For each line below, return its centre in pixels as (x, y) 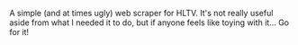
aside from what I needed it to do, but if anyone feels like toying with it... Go (149, 22)
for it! (19, 32)
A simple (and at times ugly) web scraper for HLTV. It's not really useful (141, 13)
